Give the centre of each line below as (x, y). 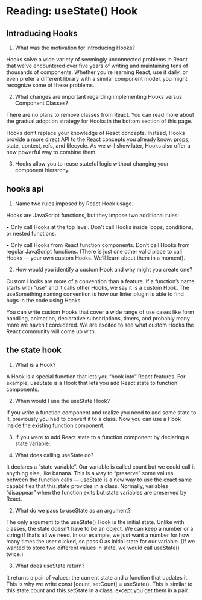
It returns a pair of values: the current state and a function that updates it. (97, 577)
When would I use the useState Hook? (62, 401)
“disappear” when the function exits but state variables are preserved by (96, 492)
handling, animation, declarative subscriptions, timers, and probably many (98, 318)
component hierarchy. (43, 170)
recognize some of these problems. (50, 85)
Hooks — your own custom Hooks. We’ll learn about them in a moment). (96, 258)
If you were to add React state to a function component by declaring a (102, 437)
